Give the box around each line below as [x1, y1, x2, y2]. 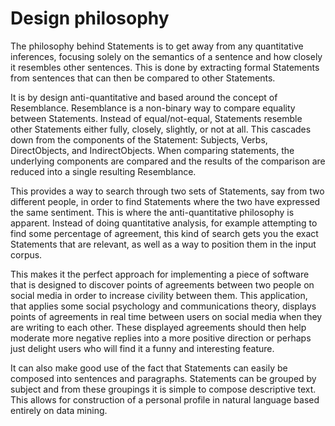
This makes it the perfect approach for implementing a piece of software [10, 268, 310, 280]
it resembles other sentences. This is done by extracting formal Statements [10, 61, 320, 73]
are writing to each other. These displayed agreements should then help [10, 321, 307, 333]
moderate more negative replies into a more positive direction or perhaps [10, 332, 312, 344]
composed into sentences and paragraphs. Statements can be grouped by [10, 372, 317, 384]
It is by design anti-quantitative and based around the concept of [10, 91, 278, 103]
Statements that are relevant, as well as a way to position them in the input [10, 238, 317, 250]
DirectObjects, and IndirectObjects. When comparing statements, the [10, 144, 295, 156]
